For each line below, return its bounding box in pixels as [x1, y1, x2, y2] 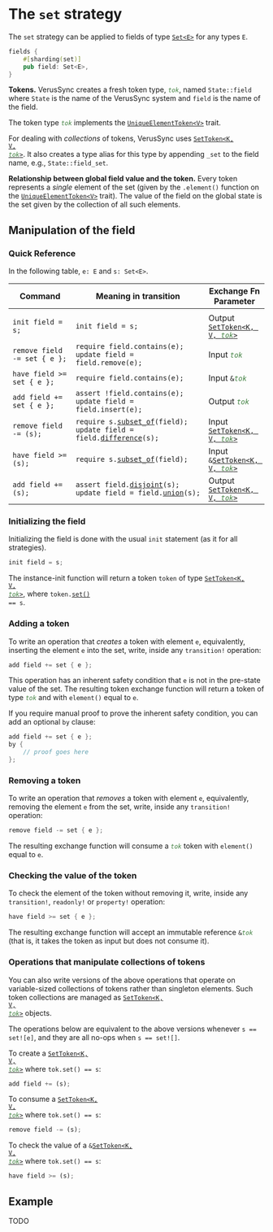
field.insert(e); [76, 405, 143, 415]
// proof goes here [23, 748, 89, 756]
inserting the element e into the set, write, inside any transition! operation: [8, 645, 262, 655]
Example [8, 1195, 54, 1208]
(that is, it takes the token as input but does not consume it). [8, 936, 210, 946]
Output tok [208, 396, 249, 407]
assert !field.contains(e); [76, 389, 184, 398]
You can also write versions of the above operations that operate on [8, 975, 236, 985]
